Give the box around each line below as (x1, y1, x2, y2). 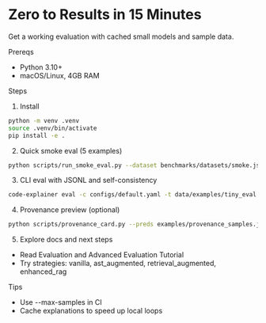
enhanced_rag (19, 267, 67, 276)
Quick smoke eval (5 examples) (19, 146, 123, 155)
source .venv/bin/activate (8, 124, 97, 132)
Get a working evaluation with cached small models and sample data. (8, 32, 234, 41)
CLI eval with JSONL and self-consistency (19, 176, 158, 185)
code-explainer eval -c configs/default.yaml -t (8, 191, 172, 199)
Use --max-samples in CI (19, 298, 103, 307)
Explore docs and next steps (19, 235, 113, 245)
